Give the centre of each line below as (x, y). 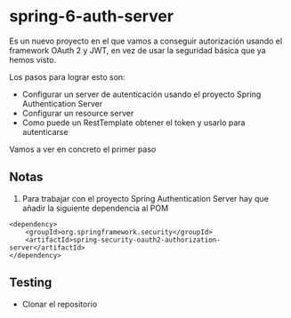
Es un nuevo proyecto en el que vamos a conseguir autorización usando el (146, 41)
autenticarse (45, 131)
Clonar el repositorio (60, 304)
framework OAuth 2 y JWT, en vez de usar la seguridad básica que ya (138, 50)
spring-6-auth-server (92, 16)
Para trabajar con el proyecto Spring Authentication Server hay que (145, 198)
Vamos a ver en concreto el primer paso (83, 149)
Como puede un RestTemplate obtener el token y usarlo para (133, 123)
